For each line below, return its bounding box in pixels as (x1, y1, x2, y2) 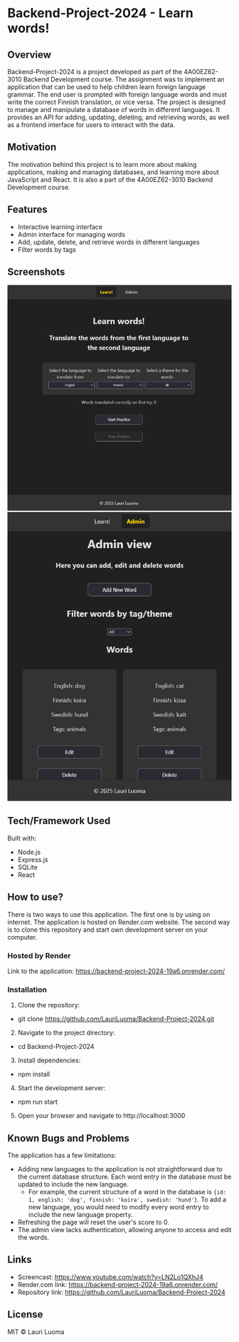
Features (7, 203, 48, 215)
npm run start (17, 1097, 58, 1107)
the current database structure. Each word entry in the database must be (17, 1172, 232, 1181)
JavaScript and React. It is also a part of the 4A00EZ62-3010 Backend (7, 175, 213, 183)
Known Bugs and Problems (7, 1132, 130, 1144)
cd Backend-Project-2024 (17, 1042, 95, 1051)
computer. (7, 932, 38, 941)
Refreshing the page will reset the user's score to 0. (17, 1218, 169, 1226)
